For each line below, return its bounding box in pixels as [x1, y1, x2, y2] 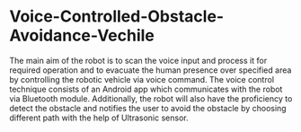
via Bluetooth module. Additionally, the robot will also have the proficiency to [9, 92, 293, 104]
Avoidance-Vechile [9, 25, 155, 46]
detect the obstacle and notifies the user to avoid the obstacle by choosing [9, 102, 287, 113]
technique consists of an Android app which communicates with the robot [9, 84, 283, 94]
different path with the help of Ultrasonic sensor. [9, 112, 189, 123]
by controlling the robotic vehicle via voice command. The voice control [9, 74, 275, 84]
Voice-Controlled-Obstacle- [9, 6, 225, 27]
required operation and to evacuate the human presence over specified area [9, 65, 292, 75]
